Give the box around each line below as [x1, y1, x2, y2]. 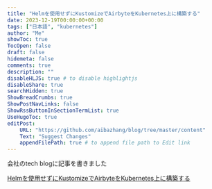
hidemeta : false [7, 56, 54, 63]
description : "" [7, 68, 54, 75]
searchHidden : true [7, 88, 64, 94]
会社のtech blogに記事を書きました [7, 159, 107, 167]
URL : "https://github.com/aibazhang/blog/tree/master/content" [19, 126, 206, 133]
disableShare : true [7, 81, 64, 88]
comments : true [7, 62, 51, 69]
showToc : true [7, 36, 48, 43]
